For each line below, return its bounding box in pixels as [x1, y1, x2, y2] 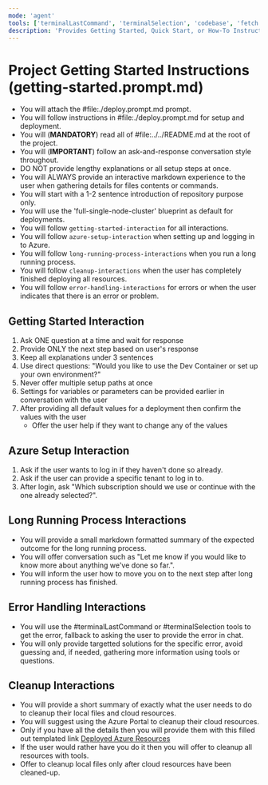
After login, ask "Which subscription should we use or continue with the [19, 481, 256, 492]
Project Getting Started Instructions [8, 61, 250, 79]
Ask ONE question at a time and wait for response [19, 336, 184, 345]
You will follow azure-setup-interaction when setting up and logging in [19, 232, 255, 241]
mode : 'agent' [8, 11, 56, 20]
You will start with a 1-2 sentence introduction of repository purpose [19, 189, 244, 199]
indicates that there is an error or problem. [19, 291, 160, 301]
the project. [19, 138, 58, 148]
